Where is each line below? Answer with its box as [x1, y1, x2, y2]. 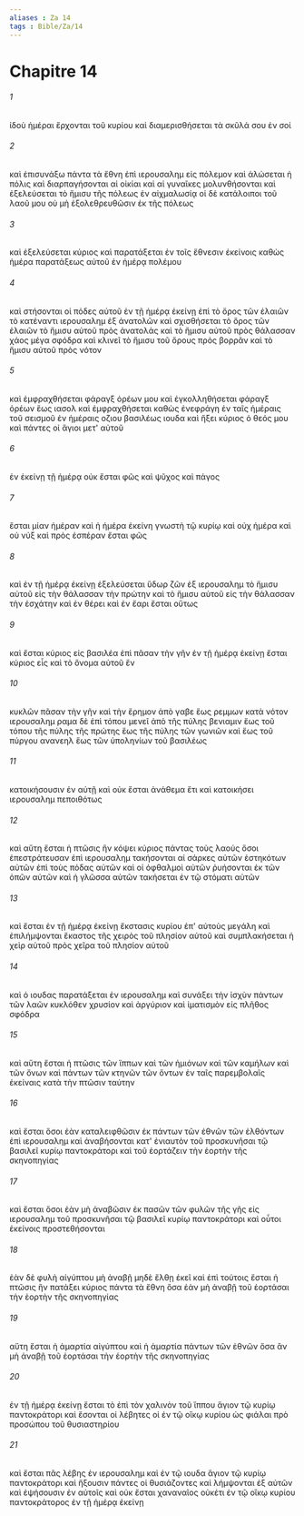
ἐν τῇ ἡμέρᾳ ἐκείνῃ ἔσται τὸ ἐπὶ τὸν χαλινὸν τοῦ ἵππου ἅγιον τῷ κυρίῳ [9, 1399, 276, 1410]
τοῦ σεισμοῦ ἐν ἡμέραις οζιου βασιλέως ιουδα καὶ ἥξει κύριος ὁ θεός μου [9, 412, 289, 423]
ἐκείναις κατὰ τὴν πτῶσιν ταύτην [9, 1076, 135, 1087]
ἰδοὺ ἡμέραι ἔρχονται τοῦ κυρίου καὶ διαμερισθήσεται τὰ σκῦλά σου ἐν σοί [9, 119, 292, 130]
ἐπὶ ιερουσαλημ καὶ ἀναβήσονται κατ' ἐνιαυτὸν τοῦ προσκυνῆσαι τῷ [9, 1135, 269, 1147]
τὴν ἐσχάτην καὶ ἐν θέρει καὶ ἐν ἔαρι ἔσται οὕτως [9, 598, 198, 610]
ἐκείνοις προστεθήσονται [9, 1223, 106, 1234]
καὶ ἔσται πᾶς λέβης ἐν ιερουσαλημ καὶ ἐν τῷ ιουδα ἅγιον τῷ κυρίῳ [9, 1467, 267, 1479]
